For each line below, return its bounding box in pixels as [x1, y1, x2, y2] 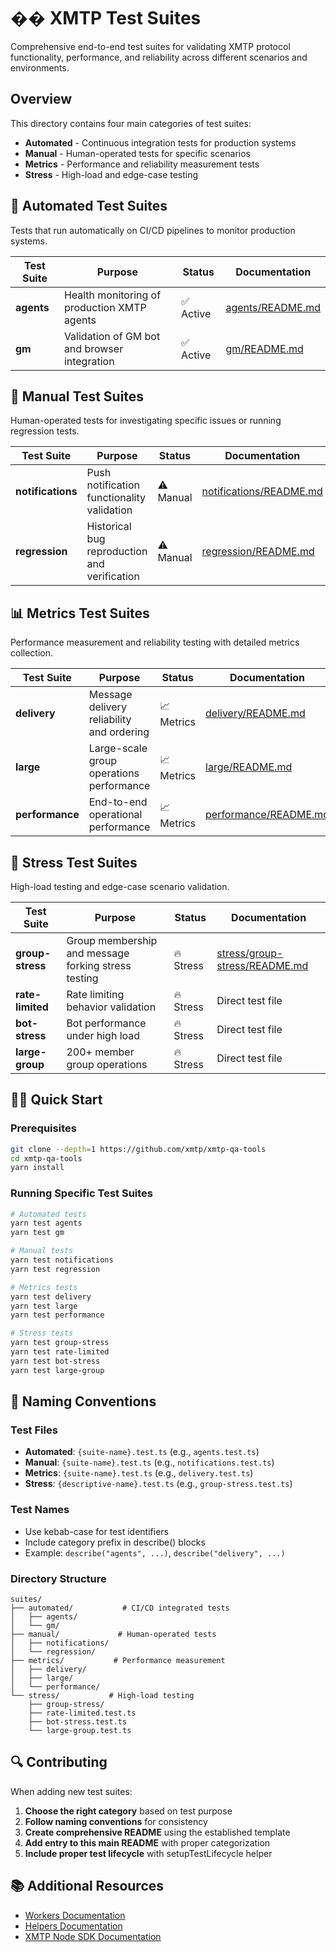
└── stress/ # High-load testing [10, 1691, 195, 1701]
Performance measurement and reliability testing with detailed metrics [10, 636, 300, 649]
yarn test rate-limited [10, 1347, 110, 1357]
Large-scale [88, 741, 148, 755]
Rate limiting [66, 988, 125, 1001]
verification [86, 570, 140, 584]
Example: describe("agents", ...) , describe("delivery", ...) [24, 1546, 286, 1559]
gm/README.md [225, 341, 304, 355]
